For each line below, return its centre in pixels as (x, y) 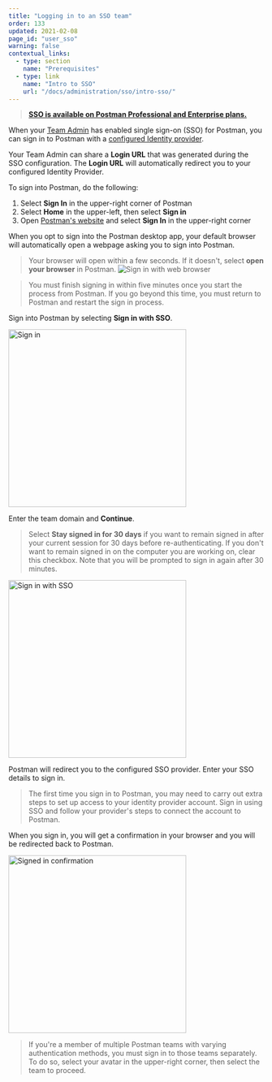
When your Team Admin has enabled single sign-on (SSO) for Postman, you (135, 130)
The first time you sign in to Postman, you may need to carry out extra (145, 794)
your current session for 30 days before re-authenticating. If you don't (146, 543)
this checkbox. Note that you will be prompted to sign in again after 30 (146, 560)
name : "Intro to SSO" (59, 84)
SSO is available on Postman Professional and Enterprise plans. (138, 115)
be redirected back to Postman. (61, 844)
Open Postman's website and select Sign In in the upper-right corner (136, 221)
